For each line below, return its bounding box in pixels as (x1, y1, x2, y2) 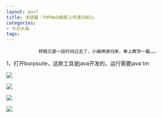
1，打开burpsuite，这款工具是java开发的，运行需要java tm (6, 60, 149, 67)
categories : (6, 20, 36, 26)
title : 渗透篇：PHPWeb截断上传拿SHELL (6, 14, 95, 20)
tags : (6, 31, 20, 37)
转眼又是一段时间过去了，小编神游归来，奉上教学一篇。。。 (38, 49, 159, 55)
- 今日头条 (6, 25, 30, 32)
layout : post (6, 8, 39, 15)
